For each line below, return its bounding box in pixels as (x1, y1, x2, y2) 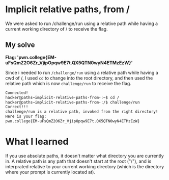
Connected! (5, 90, 29, 95)
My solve (5, 41, 35, 49)
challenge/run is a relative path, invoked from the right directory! (5, 109, 158, 114)
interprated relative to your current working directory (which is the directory (5, 163, 164, 169)
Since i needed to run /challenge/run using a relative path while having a (5, 69, 159, 75)
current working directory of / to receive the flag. (5, 25, 108, 32)
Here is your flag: (5, 114, 47, 119)
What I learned (5, 136, 69, 147)
